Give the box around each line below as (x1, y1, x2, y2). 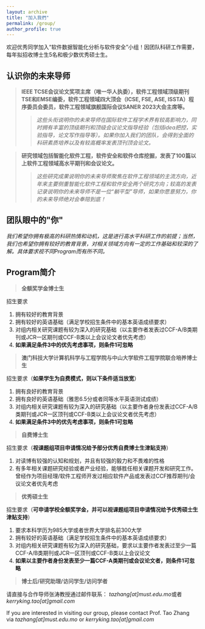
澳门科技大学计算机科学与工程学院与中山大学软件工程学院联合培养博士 (21, 354, 198, 361)
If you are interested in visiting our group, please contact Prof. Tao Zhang (6, 609, 190, 616)
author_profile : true (6, 26, 61, 32)
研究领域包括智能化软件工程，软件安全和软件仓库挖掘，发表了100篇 (21, 152, 191, 159)
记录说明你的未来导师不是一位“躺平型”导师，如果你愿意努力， (36, 188, 192, 195)
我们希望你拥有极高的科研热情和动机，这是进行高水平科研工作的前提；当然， (6, 232, 198, 240)
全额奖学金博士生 (21, 284, 64, 292)
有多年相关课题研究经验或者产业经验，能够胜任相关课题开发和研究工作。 (15, 464, 196, 472)
